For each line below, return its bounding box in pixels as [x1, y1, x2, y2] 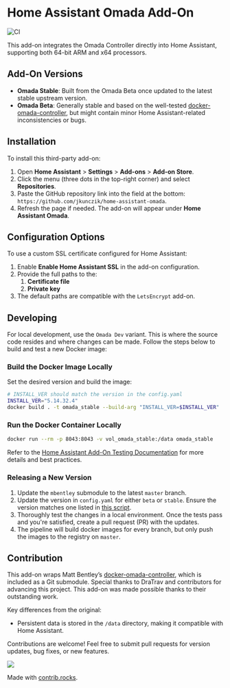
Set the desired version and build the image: [7, 377, 133, 386]
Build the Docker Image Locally [7, 362, 113, 372]
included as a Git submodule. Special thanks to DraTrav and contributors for [7, 578, 222, 586]
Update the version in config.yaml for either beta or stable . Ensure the [16, 496, 217, 504]
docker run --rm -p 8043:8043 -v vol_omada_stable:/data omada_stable [7, 436, 214, 443]
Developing [7, 312, 57, 324]
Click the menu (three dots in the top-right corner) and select [16, 174, 190, 183]
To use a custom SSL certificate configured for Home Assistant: [7, 249, 187, 258]
